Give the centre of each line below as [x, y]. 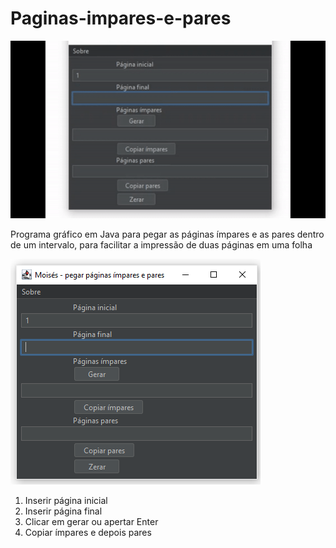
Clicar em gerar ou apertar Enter [91, 521]
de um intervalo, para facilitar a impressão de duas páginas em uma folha [161, 244]
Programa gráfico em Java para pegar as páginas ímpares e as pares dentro [167, 234]
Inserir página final [63, 511]
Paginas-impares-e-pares [121, 18]
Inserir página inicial [66, 500]
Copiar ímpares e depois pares [88, 532]
